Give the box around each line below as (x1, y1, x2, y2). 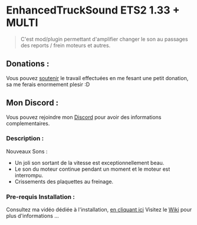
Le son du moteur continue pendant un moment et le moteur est (14, 166, 170, 173)
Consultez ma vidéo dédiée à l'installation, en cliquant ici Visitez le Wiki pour (6, 206, 192, 213)
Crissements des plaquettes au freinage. (14, 178, 114, 185)
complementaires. (6, 120, 50, 127)
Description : (6, 134, 44, 143)
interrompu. (14, 171, 44, 178)
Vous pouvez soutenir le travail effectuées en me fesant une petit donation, (6, 74, 189, 81)
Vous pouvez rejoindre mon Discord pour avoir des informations (6, 113, 162, 121)
